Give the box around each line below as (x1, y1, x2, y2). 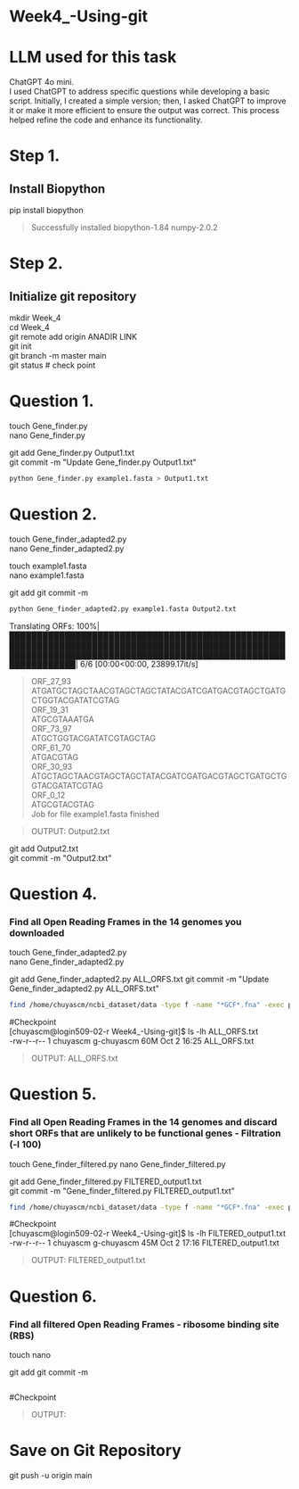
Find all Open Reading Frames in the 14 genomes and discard (9, 1116, 278, 1129)
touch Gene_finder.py (9, 421, 88, 432)
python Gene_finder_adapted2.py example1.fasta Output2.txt (9, 604, 238, 613)
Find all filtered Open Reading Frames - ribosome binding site (9, 1318, 279, 1330)
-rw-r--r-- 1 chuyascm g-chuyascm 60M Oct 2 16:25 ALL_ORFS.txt (9, 1036, 255, 1046)
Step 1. (9, 145, 61, 166)
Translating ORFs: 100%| (9, 620, 101, 631)
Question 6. (9, 1286, 98, 1306)
